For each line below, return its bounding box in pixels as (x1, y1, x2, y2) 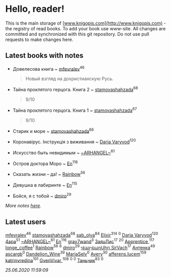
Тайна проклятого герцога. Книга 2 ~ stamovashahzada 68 (12, 86, 138, 93)
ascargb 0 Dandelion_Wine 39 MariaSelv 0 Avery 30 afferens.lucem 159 (5, 250, 147, 257)
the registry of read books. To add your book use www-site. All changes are (5, 25, 166, 31)
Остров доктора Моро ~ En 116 (12, 160, 78, 167)
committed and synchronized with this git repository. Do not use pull (5, 31, 149, 37)
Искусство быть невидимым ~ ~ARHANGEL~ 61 (12, 149, 115, 155)
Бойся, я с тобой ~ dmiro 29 (12, 192, 72, 199)
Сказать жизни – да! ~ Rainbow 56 (12, 170, 85, 177)
